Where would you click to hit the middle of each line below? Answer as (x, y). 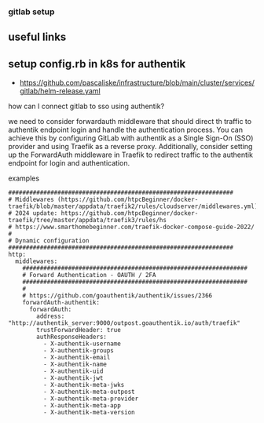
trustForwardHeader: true (79, 330)
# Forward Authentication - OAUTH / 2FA (89, 275)
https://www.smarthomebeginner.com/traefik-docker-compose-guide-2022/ (135, 227)
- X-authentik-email (77, 358)
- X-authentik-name (75, 365)
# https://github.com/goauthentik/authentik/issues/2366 (117, 296)
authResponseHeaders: (72, 337)
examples (24, 178)
